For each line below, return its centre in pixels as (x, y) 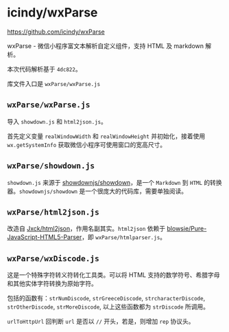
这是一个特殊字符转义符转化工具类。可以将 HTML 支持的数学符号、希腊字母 (113, 275)
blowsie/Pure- (187, 229)
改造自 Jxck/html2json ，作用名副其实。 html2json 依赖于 (86, 229)
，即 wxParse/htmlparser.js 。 (124, 237)
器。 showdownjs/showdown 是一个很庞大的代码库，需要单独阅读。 (97, 191)
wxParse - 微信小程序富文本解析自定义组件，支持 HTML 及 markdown (106, 45)
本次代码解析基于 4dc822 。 (44, 69)
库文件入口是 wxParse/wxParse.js (54, 83)
